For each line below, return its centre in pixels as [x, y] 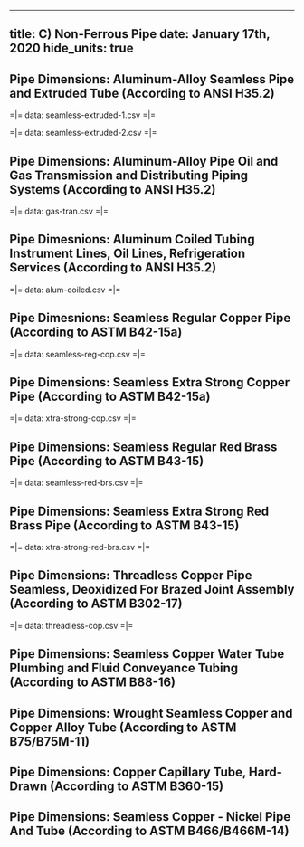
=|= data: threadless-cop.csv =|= [71, 625]
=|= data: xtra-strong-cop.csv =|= [73, 418]
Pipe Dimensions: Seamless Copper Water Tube [147, 654]
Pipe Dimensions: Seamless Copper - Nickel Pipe [150, 817]
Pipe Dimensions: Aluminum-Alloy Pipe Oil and [144, 161]
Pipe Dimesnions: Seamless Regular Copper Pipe [150, 318]
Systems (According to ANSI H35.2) [113, 190]
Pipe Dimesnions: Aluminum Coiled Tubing [132, 239]
